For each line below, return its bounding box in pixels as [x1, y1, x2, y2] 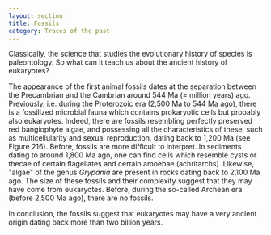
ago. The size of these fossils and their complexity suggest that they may [8, 176, 252, 186]
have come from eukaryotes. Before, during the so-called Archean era [8, 185, 243, 195]
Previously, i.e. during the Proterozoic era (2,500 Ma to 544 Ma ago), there [8, 99, 257, 109]
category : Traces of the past [8, 27, 111, 35]
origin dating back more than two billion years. [8, 217, 163, 227]
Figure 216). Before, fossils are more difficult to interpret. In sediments [8, 142, 242, 152]
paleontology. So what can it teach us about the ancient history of [8, 57, 228, 67]
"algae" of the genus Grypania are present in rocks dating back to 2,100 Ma [8, 167, 260, 178]
